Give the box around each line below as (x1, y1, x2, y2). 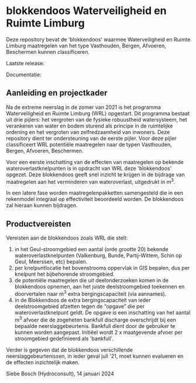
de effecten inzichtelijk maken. (6, 358, 80, 365)
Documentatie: (6, 71, 42, 78)
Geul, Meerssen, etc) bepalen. (14, 258, 88, 265)
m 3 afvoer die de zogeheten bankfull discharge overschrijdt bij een (14, 315, 177, 323)
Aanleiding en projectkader (6, 88, 108, 98)
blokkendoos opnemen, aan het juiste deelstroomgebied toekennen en (14, 283, 185, 290)
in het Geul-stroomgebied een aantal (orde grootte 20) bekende (14, 246, 169, 253)
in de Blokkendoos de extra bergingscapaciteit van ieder (14, 296, 151, 303)
